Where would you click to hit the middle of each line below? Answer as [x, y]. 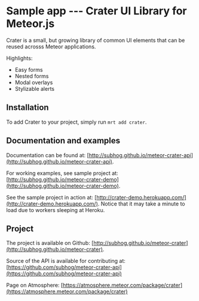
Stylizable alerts [35, 88]
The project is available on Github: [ [50, 243]
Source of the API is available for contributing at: [66, 261]
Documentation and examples [63, 141]
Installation [27, 108]
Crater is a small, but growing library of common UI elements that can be [96, 40]
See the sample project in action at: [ [51, 197]
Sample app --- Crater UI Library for [97, 11]
